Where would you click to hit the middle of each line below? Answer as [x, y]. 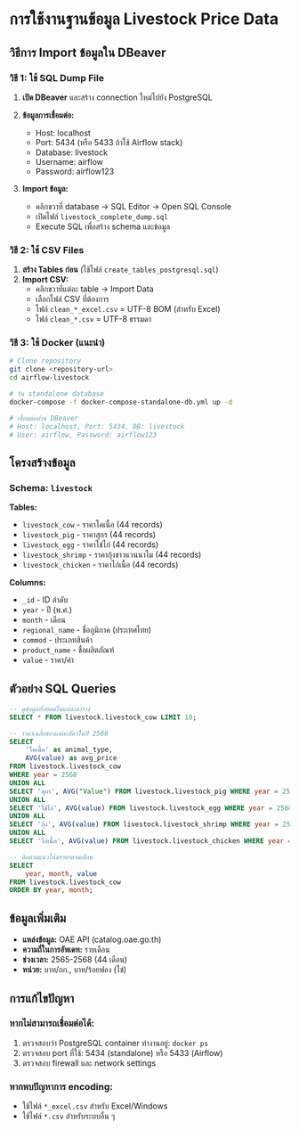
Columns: [28, 583]
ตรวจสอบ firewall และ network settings [89, 1063]
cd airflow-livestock [49, 378]
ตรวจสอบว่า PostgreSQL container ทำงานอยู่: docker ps [115, 1043]
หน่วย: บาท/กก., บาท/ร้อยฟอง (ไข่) [74, 970]
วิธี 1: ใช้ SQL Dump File [57, 78]
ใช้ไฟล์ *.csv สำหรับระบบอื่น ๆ [69, 1116]
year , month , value [61, 873]
